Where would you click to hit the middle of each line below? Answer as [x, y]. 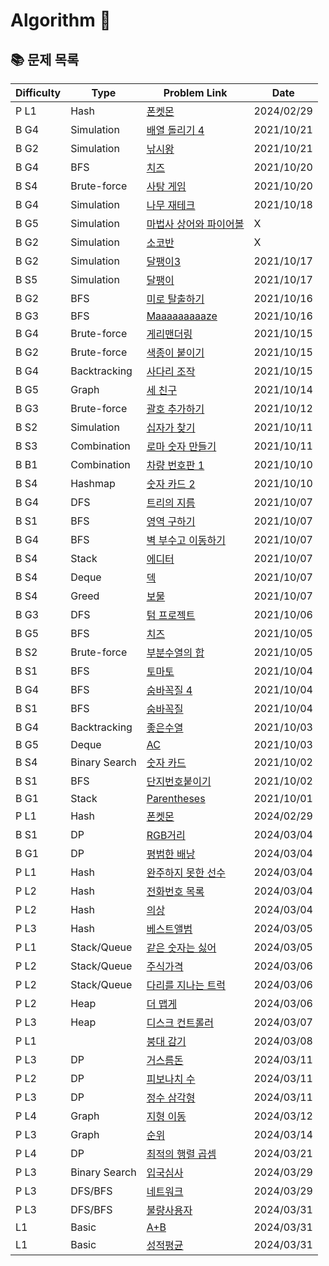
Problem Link [195, 92]
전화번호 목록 [175, 891]
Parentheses [176, 798]
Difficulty [38, 92]
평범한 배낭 [171, 854]
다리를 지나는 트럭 [186, 985]
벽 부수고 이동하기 [186, 540]
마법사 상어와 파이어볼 [195, 224]
